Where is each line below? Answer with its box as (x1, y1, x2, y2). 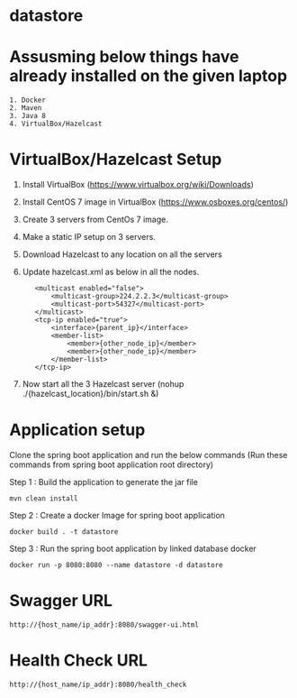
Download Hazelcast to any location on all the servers (22, 249, 222, 260)
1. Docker (9, 96, 47, 105)
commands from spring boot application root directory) (9, 459, 214, 470)
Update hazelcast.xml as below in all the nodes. (22, 267, 200, 278)
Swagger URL (9, 591, 113, 611)
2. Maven (9, 104, 42, 113)
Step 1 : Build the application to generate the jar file (9, 477, 198, 487)
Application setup (9, 420, 146, 440)
